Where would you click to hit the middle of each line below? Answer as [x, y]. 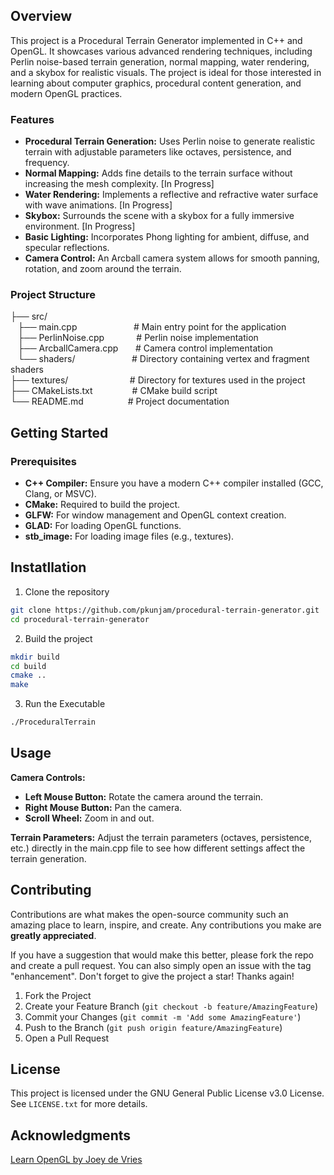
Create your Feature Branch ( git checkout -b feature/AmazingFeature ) [171, 1006]
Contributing [51, 890]
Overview [41, 16]
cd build [28, 666]
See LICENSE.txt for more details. [79, 1104]
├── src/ [29, 316]
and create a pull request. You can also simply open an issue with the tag [161, 965]
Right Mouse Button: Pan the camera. [103, 807]
